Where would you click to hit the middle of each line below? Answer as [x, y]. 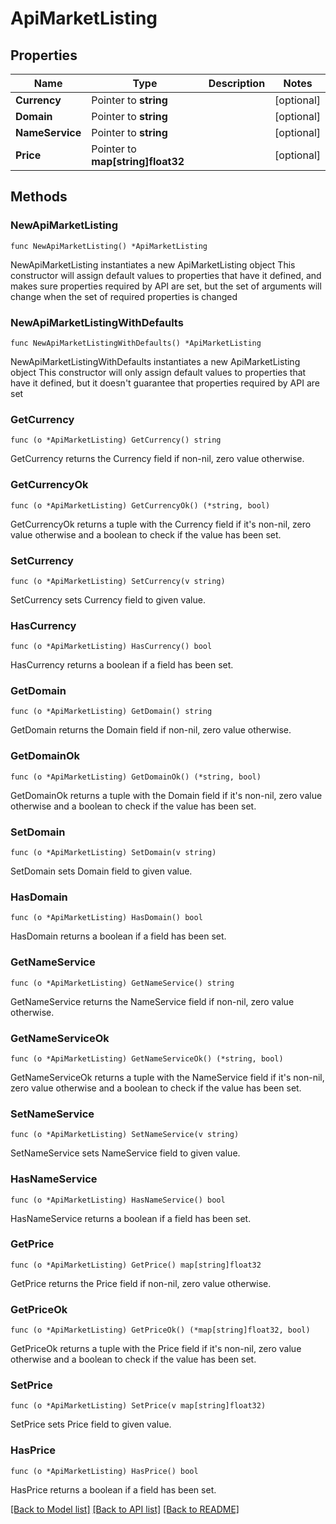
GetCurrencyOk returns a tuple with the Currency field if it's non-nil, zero [161, 524]
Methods [39, 197]
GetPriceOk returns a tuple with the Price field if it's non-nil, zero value [156, 1349]
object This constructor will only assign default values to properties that [158, 372]
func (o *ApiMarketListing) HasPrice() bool [104, 1471]
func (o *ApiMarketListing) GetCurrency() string [116, 440]
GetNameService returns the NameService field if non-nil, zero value [152, 1001]
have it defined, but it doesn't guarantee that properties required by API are [165, 383]
